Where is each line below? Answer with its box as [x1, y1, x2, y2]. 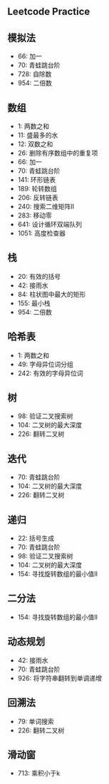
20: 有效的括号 [17, 272, 61, 280]
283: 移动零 [17, 211, 52, 220]
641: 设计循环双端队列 [17, 220, 82, 229]
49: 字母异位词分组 [17, 360, 73, 368]
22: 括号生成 [17, 534, 55, 543]
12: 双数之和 [17, 140, 53, 148]
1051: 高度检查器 [17, 229, 66, 238]
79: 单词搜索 [17, 717, 55, 726]
